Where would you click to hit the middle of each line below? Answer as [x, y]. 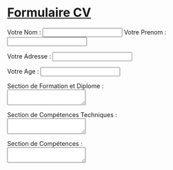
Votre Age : [23, 71]
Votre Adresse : [29, 56]
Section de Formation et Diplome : [55, 86]
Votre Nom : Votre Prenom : [87, 32]
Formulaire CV [49, 13]
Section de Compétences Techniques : [62, 114]
